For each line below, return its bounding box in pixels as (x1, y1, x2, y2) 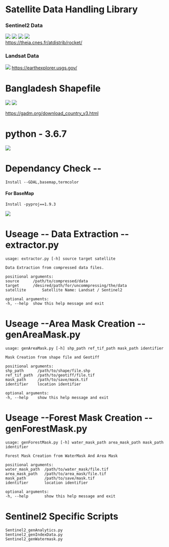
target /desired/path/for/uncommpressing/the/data (5, 283, 127, 288)
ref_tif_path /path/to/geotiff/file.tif (5, 372, 95, 377)
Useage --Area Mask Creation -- (5, 318, 146, 329)
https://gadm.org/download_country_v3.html (5, 110, 99, 116)
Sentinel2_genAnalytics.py (5, 528, 63, 533)
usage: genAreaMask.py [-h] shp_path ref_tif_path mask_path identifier (5, 346, 164, 351)
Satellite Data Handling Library (5, 4, 138, 15)
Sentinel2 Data (5, 22, 43, 29)
